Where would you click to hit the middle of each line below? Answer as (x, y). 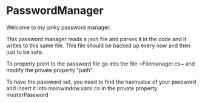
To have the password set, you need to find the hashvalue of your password (101, 82)
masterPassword (27, 95)
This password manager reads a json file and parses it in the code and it (96, 39)
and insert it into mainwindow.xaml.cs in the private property (82, 88)
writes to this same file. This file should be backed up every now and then (99, 45)
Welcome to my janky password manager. (59, 27)
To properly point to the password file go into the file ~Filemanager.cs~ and (101, 64)
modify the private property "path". (50, 70)
